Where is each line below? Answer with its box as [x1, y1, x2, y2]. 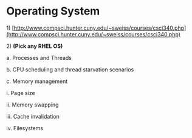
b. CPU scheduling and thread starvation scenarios [6, 65, 134, 73]
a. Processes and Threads [6, 54, 72, 61]
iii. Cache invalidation [6, 113, 60, 120]
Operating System [6, 4, 100, 18]
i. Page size [6, 89, 35, 96]
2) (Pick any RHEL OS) [6, 42, 63, 50]
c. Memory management [6, 77, 68, 85]
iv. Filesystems [6, 124, 44, 131]
